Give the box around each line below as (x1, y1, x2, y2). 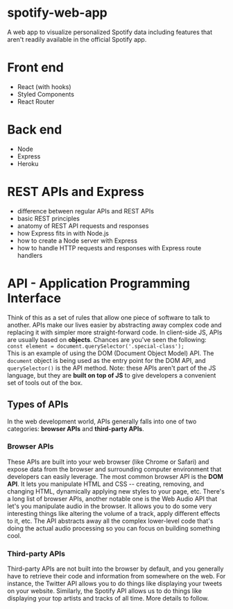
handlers (17, 251, 43, 259)
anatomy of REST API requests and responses (17, 221, 149, 230)
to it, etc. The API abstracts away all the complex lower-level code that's (7, 517, 214, 525)
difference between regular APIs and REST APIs (17, 206, 155, 215)
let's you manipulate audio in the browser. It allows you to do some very (7, 502, 212, 510)
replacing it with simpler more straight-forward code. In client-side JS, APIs (7, 328, 223, 336)
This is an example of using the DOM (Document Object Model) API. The (7, 349, 214, 357)
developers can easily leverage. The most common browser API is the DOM (7, 472, 224, 480)
